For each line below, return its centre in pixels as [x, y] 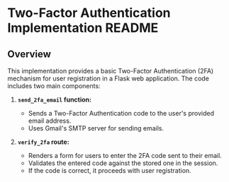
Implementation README [83, 28]
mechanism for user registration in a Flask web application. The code [108, 78]
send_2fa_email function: [55, 99]
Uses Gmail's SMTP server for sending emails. [96, 128]
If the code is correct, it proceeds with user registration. [110, 170]
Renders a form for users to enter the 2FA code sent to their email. [125, 156]
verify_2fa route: [43, 142]
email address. [50, 121]
